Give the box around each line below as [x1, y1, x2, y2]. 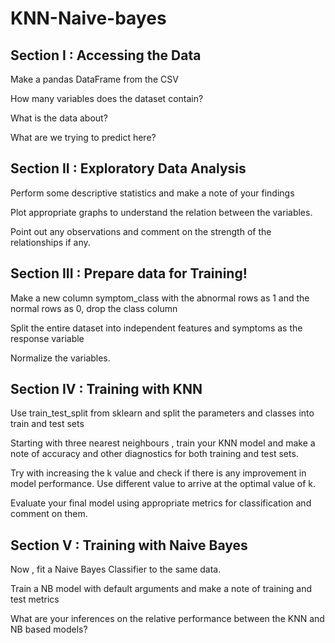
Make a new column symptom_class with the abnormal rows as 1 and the [10, 292, 310, 304]
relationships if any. [10, 236, 91, 248]
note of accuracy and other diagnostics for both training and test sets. [10, 448, 299, 460]
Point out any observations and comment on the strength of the [10, 225, 272, 237]
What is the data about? [10, 112, 108, 124]
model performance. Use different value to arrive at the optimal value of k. [10, 478, 316, 490]
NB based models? [10, 623, 88, 636]
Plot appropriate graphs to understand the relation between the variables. [10, 206, 313, 218]
